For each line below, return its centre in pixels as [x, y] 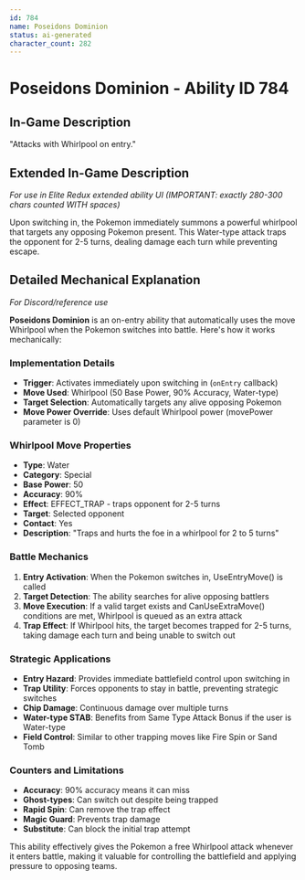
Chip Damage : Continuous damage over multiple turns [126, 708]
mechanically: [36, 339]
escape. [25, 251]
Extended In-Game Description [100, 173]
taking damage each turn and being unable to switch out [129, 635]
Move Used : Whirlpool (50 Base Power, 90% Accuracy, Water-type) [150, 393]
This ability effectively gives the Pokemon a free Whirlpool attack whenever [152, 847]
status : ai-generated [51, 35]
